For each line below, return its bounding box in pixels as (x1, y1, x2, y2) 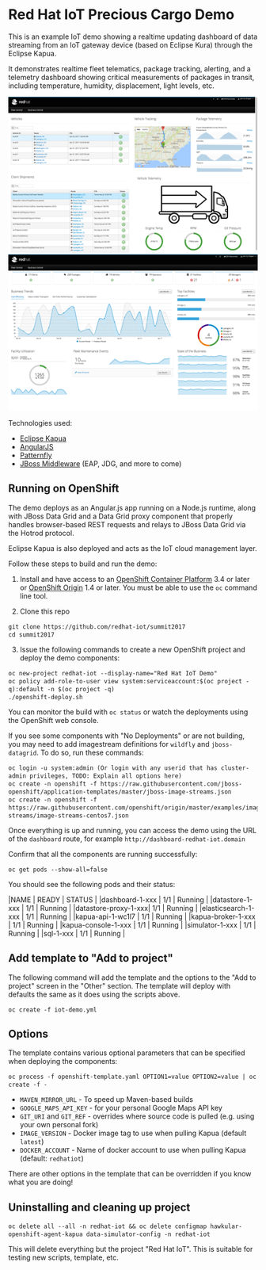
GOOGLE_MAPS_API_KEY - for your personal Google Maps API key (19, 1104, 223, 1113)
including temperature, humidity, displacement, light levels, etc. (8, 81, 215, 90)
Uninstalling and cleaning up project (8, 1200, 191, 1214)
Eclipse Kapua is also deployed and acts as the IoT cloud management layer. (8, 543, 257, 553)
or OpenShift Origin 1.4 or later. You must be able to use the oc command (19, 583, 257, 592)
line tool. (19, 591, 48, 600)
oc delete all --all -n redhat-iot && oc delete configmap (8, 1222, 207, 1230)
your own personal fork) (19, 1120, 99, 1130)
